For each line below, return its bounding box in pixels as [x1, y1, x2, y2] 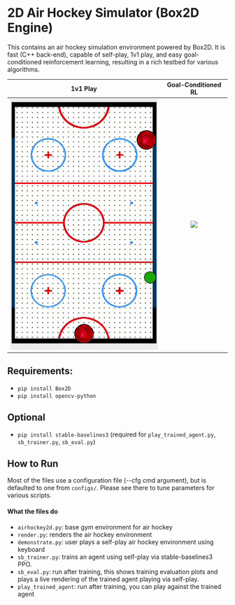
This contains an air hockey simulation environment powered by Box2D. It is [7, 43, 226, 51]
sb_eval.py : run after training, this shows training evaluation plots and [17, 567, 218, 576]
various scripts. [7, 491, 52, 499]
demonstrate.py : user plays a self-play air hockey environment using [17, 537, 214, 546]
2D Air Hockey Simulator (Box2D [7, 5, 199, 21]
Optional [7, 411, 45, 424]
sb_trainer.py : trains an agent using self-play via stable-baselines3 [17, 553, 213, 561]
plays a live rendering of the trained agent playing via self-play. [17, 575, 199, 583]
